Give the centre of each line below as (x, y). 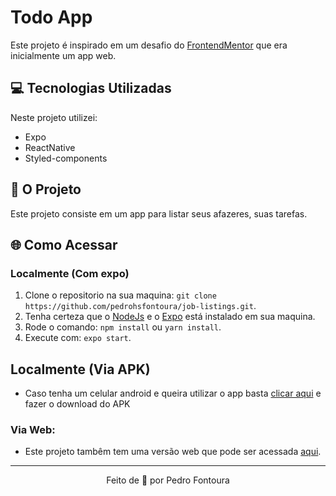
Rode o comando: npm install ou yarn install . (123, 327)
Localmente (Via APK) (80, 369)
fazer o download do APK (77, 404)
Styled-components (66, 158)
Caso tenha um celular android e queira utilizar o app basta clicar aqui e (173, 393)
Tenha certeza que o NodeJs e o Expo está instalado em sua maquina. (170, 317)
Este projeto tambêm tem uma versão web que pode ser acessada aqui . (173, 452)
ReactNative (50, 147)
